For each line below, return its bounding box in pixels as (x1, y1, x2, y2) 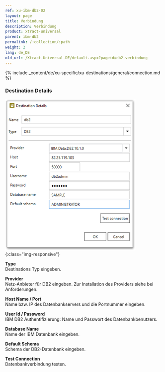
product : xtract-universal (5, 29, 61, 34)
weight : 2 (5, 45, 26, 50)
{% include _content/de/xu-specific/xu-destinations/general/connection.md (5, 70, 161, 76)
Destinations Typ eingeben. (5, 266, 61, 272)
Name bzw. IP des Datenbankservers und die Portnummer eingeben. (5, 301, 146, 307)
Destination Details (5, 87, 52, 94)
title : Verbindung (5, 18, 43, 23)
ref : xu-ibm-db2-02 (5, 8, 46, 13)
